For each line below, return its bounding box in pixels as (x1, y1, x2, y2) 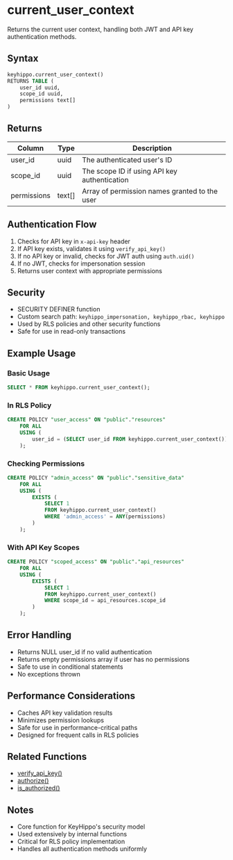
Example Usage (7, 347, 76, 359)
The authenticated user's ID (82, 155, 173, 165)
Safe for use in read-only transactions (17, 327, 126, 336)
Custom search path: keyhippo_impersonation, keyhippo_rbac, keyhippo (17, 312, 225, 321)
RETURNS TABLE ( (7, 77, 54, 85)
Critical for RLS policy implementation (17, 837, 126, 846)
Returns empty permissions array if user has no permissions (17, 655, 190, 663)
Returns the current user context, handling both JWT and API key (7, 25, 194, 33)
